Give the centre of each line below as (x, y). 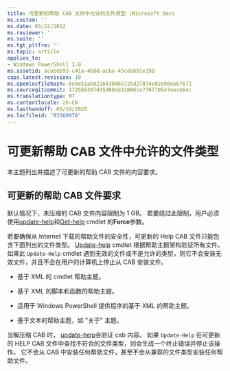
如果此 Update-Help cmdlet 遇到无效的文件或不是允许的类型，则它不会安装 (112, 254)
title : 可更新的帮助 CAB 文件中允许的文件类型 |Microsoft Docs (91, 13)
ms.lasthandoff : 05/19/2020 (47, 109)
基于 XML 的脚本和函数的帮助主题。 (67, 291)
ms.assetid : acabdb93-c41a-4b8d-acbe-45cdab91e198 (81, 71)
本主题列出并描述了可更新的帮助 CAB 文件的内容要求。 (84, 171)
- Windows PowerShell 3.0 (44, 64)
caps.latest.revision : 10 (44, 77)
